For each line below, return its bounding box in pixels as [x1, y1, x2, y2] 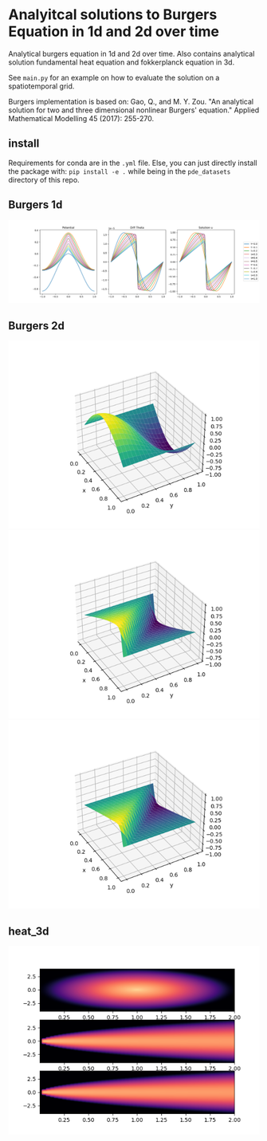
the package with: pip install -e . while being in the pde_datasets [8, 166, 231, 176]
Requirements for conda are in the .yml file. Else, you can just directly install [8, 158, 257, 167]
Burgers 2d [8, 319, 65, 332]
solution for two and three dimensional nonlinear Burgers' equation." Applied [8, 105, 260, 115]
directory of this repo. [8, 175, 80, 184]
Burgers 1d [8, 198, 63, 212]
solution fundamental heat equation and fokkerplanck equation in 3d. [8, 57, 235, 67]
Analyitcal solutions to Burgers [8, 6, 218, 24]
